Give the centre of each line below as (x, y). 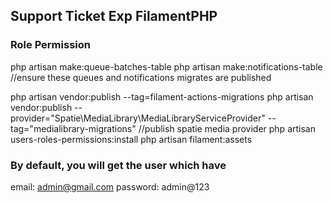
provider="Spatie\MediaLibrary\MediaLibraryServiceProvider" (138, 118)
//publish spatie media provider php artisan (227, 128)
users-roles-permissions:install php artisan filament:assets (131, 139)
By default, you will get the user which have (118, 165)
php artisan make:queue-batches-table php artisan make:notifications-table (166, 66)
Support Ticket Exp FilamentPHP (114, 16)
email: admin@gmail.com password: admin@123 (110, 186)
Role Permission (50, 45)
